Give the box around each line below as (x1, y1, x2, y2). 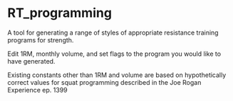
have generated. (7, 57, 56, 65)
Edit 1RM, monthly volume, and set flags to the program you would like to (7, 49, 222, 58)
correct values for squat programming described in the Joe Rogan (7, 78, 202, 86)
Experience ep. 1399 (7, 85, 68, 94)
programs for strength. (7, 35, 74, 44)
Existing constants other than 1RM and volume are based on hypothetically (7, 71, 227, 79)
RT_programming (7, 5, 113, 21)
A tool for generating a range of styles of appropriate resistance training (7, 28, 219, 37)
